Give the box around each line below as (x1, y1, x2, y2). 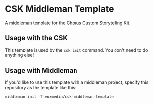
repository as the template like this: (5, 84, 76, 90)
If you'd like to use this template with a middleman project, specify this (5, 79, 149, 85)
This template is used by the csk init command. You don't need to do (5, 47, 148, 52)
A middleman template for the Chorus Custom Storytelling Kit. (5, 20, 131, 26)
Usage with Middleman (5, 66, 77, 75)
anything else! (5, 52, 34, 58)
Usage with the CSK (5, 34, 68, 42)
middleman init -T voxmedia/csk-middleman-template (5, 94, 114, 99)
